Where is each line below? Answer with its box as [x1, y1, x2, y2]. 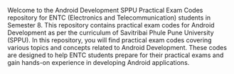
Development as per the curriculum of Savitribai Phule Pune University [7, 28, 214, 37]
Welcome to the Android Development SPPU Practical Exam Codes [7, 6, 203, 14]
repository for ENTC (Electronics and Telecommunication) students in [7, 13, 211, 22]
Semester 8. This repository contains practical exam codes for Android [7, 21, 215, 29]
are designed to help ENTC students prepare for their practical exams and [7, 51, 224, 59]
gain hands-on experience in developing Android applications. [7, 58, 190, 66]
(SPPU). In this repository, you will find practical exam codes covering [7, 36, 212, 44]
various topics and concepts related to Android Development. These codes [7, 44, 228, 51]
